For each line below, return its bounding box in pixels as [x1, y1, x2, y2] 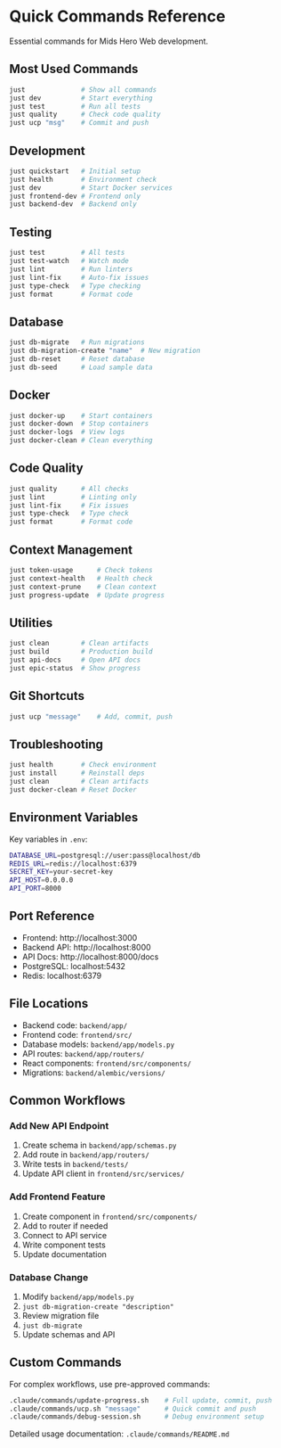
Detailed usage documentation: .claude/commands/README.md [9, 1428, 229, 1439]
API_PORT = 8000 [9, 884, 62, 893]
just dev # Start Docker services [9, 183, 173, 193]
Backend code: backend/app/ [21, 1019, 128, 1031]
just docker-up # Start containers [9, 411, 153, 420]
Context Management [9, 542, 133, 557]
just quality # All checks [9, 484, 129, 493]
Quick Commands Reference [9, 6, 226, 27]
